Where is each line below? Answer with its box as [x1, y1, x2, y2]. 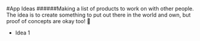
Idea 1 [15, 29, 30, 36]
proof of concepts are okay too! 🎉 [6, 18, 91, 24]
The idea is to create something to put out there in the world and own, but [6, 11, 191, 18]
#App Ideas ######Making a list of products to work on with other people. [6, 5, 195, 12]
